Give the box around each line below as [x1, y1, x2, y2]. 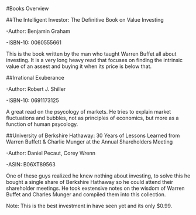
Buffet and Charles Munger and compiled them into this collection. [6, 191, 166, 198]
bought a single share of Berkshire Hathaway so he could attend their [6, 179, 174, 185]
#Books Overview [6, 5, 49, 12]
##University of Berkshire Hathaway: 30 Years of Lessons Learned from [6, 132, 180, 139]
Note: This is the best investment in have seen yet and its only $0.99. [6, 202, 173, 209]
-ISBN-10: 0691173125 [6, 97, 60, 104]
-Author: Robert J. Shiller [6, 86, 66, 93]
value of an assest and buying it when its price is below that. [6, 63, 152, 70]
